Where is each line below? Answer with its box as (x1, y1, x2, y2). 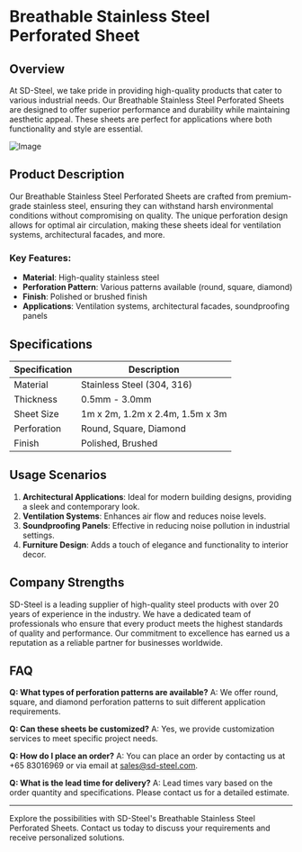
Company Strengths (9, 575, 125, 591)
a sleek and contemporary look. (22, 501, 140, 512)
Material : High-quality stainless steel (22, 272, 160, 283)
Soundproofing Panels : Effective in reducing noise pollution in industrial (22, 520, 290, 530)
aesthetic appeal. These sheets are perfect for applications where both (9, 114, 272, 124)
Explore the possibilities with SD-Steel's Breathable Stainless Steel (9, 813, 256, 824)
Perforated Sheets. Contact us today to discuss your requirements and (9, 822, 271, 834)
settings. (22, 530, 56, 540)
